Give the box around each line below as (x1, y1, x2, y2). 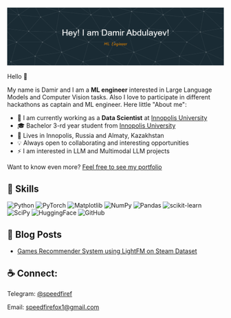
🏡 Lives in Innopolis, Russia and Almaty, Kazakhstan (16, 132, 164, 140)
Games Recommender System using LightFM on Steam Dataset (16, 246, 197, 255)
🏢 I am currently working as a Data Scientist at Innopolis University (16, 114, 208, 122)
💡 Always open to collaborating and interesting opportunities (16, 139, 189, 147)
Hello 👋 (7, 72, 27, 81)
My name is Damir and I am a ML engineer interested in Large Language (7, 86, 212, 94)
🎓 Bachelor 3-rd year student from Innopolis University (16, 121, 176, 130)
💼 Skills (7, 183, 39, 195)
